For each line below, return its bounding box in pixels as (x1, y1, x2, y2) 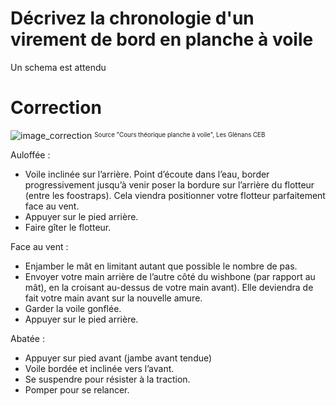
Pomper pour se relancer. (24, 383, 130, 396)
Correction (10, 97, 102, 119)
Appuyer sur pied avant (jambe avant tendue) (24, 352, 213, 364)
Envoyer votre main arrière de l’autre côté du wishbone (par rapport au (24, 270, 316, 282)
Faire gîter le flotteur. (24, 221, 112, 233)
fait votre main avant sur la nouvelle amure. (24, 292, 203, 304)
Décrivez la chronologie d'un (10, 7, 255, 30)
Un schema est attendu (10, 61, 107, 73)
